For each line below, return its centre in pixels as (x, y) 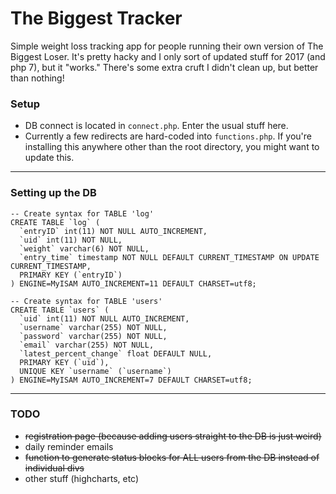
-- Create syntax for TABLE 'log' (82, 213)
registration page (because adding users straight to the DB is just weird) (173, 436)
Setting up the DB (53, 193)
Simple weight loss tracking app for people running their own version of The (167, 46)
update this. (49, 158)
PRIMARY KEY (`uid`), (64, 362)
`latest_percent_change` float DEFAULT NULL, (116, 353)
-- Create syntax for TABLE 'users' (86, 301)
